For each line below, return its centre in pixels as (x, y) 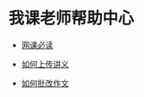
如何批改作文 (45, 83)
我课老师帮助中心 (72, 18)
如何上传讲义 (45, 64)
